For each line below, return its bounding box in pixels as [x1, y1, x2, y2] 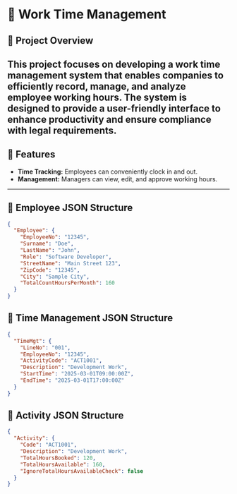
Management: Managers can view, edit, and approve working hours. [17, 174, 218, 183]
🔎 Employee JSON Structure [7, 202, 133, 214]
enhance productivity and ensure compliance [7, 113, 212, 126]
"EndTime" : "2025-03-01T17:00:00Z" [20, 377, 125, 384]
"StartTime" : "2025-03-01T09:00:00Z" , [20, 370, 134, 378]
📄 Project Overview [7, 35, 94, 47]
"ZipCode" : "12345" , [20, 266, 80, 274]
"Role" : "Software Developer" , [20, 253, 112, 260]
